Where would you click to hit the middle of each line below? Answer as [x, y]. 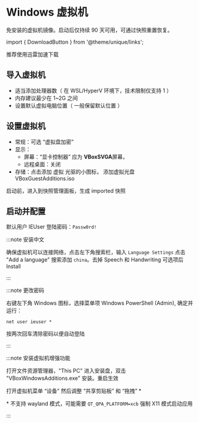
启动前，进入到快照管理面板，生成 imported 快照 [66, 191]
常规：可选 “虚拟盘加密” [44, 142]
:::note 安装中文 [25, 239]
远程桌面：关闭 [42, 164]
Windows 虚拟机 [47, 12]
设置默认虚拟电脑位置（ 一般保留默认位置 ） [69, 105]
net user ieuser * [29, 322]
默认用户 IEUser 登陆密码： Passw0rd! [51, 227]
